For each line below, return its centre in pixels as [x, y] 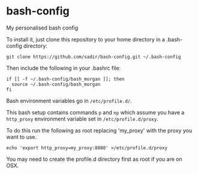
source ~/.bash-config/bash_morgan [56, 84]
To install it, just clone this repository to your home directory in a [85, 39]
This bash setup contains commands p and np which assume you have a [95, 112]
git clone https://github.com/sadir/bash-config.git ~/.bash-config [94, 57]
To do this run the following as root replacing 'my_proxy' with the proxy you [99, 130]
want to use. [22, 137]
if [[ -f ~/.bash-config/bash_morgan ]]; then [65, 79]
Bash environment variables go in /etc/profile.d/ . [69, 101]
